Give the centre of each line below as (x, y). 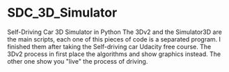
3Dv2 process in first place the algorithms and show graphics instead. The (114, 54)
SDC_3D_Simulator (62, 13)
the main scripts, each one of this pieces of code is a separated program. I (114, 39)
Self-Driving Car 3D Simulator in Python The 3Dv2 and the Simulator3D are (115, 32)
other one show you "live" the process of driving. (78, 61)
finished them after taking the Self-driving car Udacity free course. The (109, 46)
